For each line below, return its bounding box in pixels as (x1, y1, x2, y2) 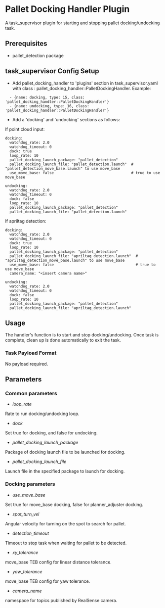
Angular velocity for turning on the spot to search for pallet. (5, 520, 126, 526)
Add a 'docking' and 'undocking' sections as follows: (12, 116, 120, 122)
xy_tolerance (12, 549, 39, 555)
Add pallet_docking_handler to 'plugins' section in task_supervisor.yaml (12, 80, 158, 86)
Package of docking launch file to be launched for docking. (5, 449, 125, 455)
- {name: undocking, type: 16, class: (9, 103, 90, 108)
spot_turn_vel (12, 511, 40, 517)
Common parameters (5, 390, 58, 397)
